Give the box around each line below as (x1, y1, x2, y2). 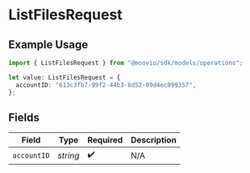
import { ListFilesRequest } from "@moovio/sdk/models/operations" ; (8, 59, 244, 67)
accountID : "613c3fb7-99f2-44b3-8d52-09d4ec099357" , (15, 80, 197, 89)
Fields (8, 110, 40, 124)
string (57, 150, 80, 161)
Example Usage (8, 38, 89, 51)
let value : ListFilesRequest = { (8, 73, 121, 81)
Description (130, 134, 177, 146)
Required (87, 134, 123, 146)
